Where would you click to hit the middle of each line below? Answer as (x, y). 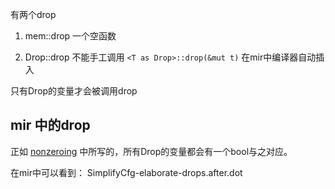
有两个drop (33, 14)
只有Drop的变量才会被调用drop (74, 91)
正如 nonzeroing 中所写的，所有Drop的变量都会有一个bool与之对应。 (151, 151)
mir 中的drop (50, 125)
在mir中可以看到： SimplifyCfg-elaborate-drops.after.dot (126, 172)
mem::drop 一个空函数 (70, 36)
